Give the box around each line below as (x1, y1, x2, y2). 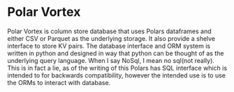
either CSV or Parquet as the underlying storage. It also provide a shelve (7, 34, 216, 42)
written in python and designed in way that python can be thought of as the (7, 49, 224, 57)
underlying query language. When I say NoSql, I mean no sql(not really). (7, 56, 215, 64)
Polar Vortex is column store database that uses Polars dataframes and (7, 27, 212, 35)
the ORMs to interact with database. (7, 78, 111, 86)
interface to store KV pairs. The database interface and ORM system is (7, 42, 211, 50)
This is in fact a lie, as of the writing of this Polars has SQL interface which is (7, 64, 228, 72)
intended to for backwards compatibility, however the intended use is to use (7, 71, 226, 80)
